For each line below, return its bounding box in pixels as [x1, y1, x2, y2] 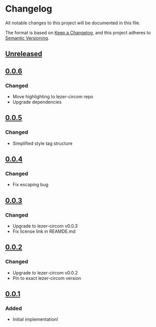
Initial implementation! [12, 316, 59, 322]
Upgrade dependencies [12, 99, 62, 105]
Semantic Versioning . [5, 35, 49, 41]
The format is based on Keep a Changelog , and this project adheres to [5, 29, 151, 35]
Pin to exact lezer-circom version [12, 275, 82, 281]
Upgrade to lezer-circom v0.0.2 [12, 269, 78, 276]
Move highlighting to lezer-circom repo [12, 94, 94, 100]
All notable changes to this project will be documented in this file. [5, 20, 141, 26]
